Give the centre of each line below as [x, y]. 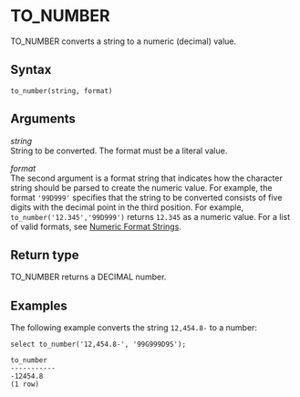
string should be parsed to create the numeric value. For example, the [141, 187]
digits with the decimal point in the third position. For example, [127, 207]
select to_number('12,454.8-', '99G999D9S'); [98, 345]
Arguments [43, 119]
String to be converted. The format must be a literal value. [119, 151]
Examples [39, 305]
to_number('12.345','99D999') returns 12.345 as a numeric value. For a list [150, 216]
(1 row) [25, 384]
